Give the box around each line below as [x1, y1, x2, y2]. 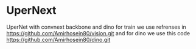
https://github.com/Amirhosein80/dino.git [6, 36, 111, 43]
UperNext [6, 4, 57, 17]
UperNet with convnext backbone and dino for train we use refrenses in [6, 23, 187, 30]
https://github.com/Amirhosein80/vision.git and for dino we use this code [6, 29, 191, 36]
